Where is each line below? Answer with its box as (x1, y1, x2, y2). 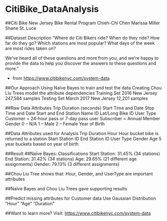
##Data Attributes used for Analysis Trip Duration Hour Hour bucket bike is (5, 130, 159, 136)
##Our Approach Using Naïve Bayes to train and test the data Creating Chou (5, 84, 162, 90)
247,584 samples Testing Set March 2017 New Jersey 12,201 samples (5, 95, 148, 101)
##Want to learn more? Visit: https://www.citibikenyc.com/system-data (5, 210, 151, 216)
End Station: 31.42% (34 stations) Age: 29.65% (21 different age (5, 155, 137, 162)
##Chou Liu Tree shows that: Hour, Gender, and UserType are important (5, 170, 153, 177)
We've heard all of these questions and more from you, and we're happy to (5, 55, 159, 61)
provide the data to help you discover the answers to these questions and (5, 60, 157, 66)
